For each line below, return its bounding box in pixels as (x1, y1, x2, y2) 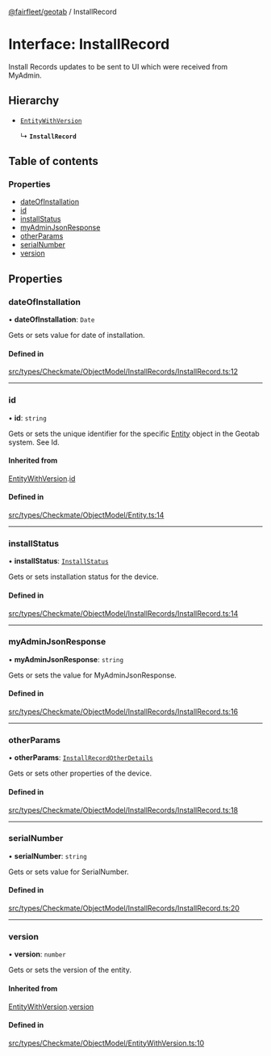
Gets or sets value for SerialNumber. (8, 867, 129, 876)
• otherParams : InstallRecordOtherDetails (8, 753, 153, 762)
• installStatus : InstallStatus (8, 556, 109, 566)
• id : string (8, 412, 47, 423)
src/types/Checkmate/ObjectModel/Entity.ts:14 (8, 510, 165, 520)
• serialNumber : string (8, 851, 87, 860)
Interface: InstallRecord (8, 36, 170, 53)
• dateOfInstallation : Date (8, 315, 95, 324)
